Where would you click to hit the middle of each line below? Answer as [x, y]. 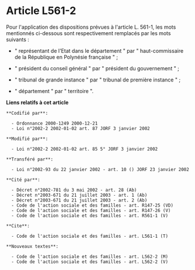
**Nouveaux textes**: [32, 246]
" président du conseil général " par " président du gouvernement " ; [97, 68]
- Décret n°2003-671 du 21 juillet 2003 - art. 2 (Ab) [79, 200]
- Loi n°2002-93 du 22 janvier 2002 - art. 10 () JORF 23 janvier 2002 [100, 169]
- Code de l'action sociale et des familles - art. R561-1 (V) [90, 216]
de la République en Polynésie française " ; [66, 57]
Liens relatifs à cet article [37, 102]
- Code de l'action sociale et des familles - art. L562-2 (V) [90, 262]
